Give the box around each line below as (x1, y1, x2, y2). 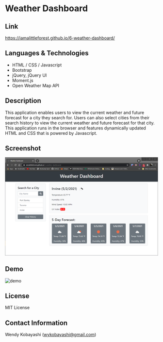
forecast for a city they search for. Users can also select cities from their (5, 114, 150, 120)
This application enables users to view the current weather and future (5, 110, 145, 115)
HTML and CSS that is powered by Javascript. (5, 130, 98, 136)
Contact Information (5, 319, 68, 327)
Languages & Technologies (5, 49, 89, 57)
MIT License (5, 305, 30, 310)
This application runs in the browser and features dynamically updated (5, 125, 147, 131)
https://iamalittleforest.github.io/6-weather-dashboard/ (5, 35, 115, 41)
